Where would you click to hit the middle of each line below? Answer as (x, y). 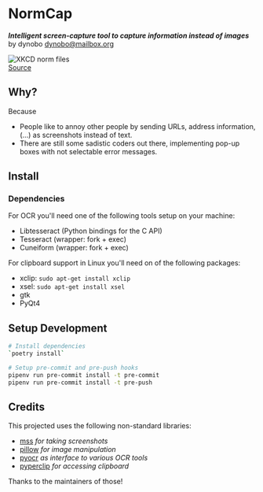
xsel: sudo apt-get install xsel (72, 287)
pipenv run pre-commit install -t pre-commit (84, 375)
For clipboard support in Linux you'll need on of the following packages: (124, 263)
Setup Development (58, 328)
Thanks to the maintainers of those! (66, 482)
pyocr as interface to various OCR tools (84, 458)
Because (22, 111)
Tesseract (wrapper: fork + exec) (73, 239)
